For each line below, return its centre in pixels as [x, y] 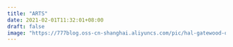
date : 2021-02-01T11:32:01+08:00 [55, 20]
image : [17, 33]
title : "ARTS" [28, 13]
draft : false [26, 26]
